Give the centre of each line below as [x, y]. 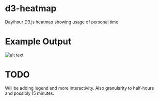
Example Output [38, 42]
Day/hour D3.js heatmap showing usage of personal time [62, 22]
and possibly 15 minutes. [30, 93]
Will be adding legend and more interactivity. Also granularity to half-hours [79, 88]
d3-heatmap [31, 8]
